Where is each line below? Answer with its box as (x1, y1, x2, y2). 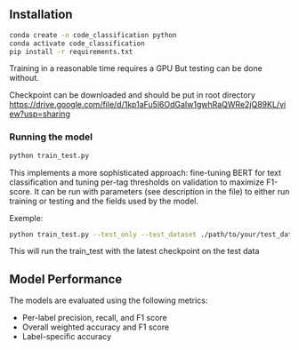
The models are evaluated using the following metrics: (9, 295, 208, 306)
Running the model (9, 131, 93, 143)
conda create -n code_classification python (9, 30, 177, 39)
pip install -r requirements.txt (9, 47, 133, 56)
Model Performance (9, 271, 123, 287)
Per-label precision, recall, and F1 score (21, 313, 167, 323)
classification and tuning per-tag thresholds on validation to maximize (9, 177, 265, 187)
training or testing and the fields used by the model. (9, 195, 198, 206)
